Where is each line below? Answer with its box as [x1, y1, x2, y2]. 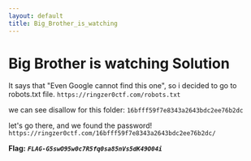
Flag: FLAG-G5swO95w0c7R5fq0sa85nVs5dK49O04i [8, 143, 162, 154]
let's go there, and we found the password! [8, 121, 153, 130]
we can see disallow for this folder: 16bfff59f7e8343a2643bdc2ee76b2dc [8, 105, 244, 115]
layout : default [8, 11, 63, 20]
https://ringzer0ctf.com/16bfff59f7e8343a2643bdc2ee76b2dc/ [8, 129, 217, 138]
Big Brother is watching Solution [8, 54, 230, 73]
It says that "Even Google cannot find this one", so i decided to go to [8, 81, 237, 91]
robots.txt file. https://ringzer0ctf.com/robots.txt [8, 90, 181, 100]
